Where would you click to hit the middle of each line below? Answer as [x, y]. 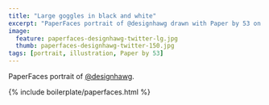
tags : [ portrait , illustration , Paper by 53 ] [86, 53]
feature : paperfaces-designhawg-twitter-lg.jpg [97, 38]
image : [19, 31]
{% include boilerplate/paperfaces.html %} [79, 92]
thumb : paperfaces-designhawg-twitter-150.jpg [95, 46]
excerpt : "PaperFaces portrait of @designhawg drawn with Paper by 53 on [135, 23]
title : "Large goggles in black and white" [83, 16]
